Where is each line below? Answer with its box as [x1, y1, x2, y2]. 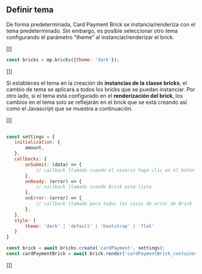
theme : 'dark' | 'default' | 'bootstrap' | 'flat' [25, 223, 155, 229]
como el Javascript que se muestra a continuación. [6, 105, 133, 112]
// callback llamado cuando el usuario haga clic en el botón [35, 167, 195, 173]
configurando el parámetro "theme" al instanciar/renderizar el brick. [6, 33, 174, 41]
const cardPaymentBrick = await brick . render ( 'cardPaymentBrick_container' [6, 251, 200, 257]
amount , [25, 145, 44, 151]
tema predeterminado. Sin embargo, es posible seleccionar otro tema [6, 27, 179, 34]
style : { [14, 218, 36, 224]
